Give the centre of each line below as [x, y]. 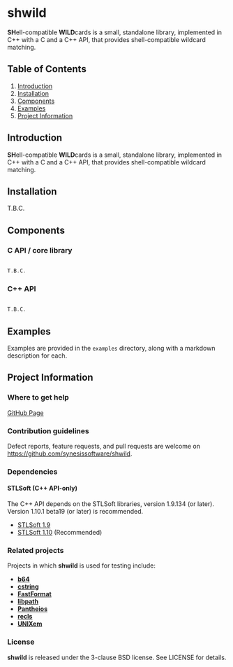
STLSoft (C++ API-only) [43, 489]
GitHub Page [25, 413]
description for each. [37, 356]
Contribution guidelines [48, 430]
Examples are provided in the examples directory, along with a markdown [111, 348]
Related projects [36, 550]
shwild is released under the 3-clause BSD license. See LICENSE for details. [117, 657]
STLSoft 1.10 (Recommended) [60, 533]
